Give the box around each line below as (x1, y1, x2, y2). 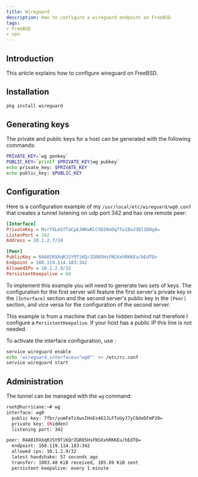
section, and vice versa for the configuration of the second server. (6, 301, 170, 308)
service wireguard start (6, 360, 69, 366)
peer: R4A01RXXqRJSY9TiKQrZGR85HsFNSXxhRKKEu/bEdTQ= (6, 437, 141, 443)
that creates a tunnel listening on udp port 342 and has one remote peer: (6, 209, 187, 217)
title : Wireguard (6, 8, 50, 15)
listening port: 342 (11, 426, 63, 432)
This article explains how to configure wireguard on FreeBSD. (6, 69, 158, 76)
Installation (6, 87, 49, 97)
